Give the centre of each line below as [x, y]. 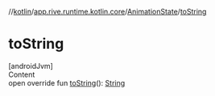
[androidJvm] [31, 66]
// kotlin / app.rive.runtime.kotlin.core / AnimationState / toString [107, 12]
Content [22, 74]
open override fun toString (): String [67, 82]
